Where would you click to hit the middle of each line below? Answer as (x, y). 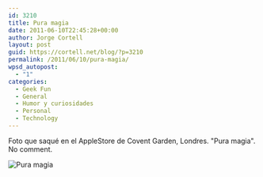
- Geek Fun (33, 89)
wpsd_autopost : (33, 67)
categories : (28, 81)
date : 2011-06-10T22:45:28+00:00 (63, 30)
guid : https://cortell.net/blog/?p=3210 (76, 52)
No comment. (30, 149)
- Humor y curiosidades (54, 104)
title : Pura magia (38, 23)
